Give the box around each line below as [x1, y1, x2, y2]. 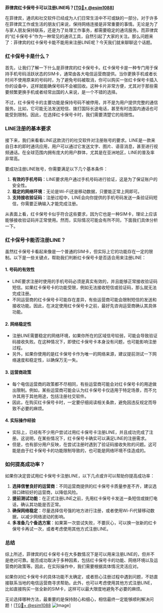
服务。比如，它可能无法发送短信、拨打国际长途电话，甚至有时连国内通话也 [5, 106, 154, 112]
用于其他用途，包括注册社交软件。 [20, 393, 89, 399]
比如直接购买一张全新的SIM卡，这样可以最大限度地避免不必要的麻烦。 [5, 586, 145, 592]
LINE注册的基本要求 [5, 125, 51, 132]
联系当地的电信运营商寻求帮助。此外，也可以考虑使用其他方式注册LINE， [9, 580, 155, 586]
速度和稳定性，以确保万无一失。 [16, 357, 81, 363]
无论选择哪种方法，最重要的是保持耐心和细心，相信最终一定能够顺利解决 [5, 596, 149, 602]
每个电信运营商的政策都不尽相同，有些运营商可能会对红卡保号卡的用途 [12, 381, 153, 387]
